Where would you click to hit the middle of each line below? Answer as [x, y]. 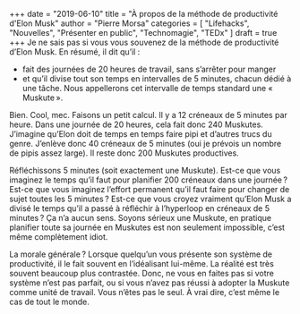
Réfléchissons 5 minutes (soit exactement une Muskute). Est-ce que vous [145, 170]
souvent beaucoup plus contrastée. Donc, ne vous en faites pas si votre [142, 273]
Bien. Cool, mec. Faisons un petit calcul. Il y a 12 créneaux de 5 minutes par [149, 115]
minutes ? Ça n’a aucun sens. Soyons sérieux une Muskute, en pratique [140, 218]
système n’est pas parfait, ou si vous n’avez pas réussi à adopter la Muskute [150, 283]
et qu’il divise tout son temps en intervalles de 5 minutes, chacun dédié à [157, 79]
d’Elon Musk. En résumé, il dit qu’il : [75, 52]
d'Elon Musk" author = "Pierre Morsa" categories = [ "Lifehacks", [129, 23]
